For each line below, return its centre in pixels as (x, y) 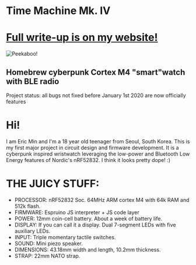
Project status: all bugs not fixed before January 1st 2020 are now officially (96, 95)
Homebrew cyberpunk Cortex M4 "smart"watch (96, 72)
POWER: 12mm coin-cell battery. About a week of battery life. (88, 218)
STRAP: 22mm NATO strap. (47, 256)
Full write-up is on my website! (82, 38)
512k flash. (27, 206)
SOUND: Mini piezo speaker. (49, 243)
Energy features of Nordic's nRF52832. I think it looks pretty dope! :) (88, 160)
